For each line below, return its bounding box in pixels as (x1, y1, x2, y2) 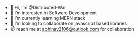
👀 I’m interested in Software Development (10, 10, 97, 16)
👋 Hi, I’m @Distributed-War (10, 5, 66, 10)
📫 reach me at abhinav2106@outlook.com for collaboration (10, 26, 135, 32)
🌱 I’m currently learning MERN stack (10, 15, 85, 21)
